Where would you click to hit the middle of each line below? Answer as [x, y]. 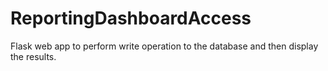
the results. [33, 56]
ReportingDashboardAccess [131, 18]
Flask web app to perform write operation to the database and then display [164, 46]
